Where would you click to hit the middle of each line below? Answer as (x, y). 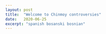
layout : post (19, 10)
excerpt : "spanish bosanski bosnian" (45, 24)
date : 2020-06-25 (26, 19)
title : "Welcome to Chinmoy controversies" (53, 14)
